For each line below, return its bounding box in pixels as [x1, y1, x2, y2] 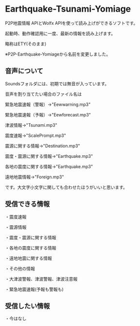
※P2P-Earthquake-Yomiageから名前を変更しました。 [5, 51, 111, 57]
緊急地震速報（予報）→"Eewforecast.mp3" [5, 112, 91, 117]
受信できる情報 [5, 200, 50, 208]
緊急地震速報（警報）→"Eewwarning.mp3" [5, 101, 91, 107]
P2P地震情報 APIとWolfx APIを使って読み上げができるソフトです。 [5, 20, 138, 26]
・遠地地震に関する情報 [5, 255, 52, 261]
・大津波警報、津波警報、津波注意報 [5, 276, 78, 282]
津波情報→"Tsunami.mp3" [5, 122, 57, 128]
